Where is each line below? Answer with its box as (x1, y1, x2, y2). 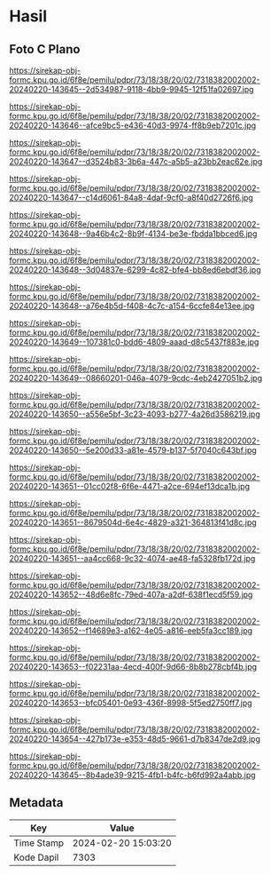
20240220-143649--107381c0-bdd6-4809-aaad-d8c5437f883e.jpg (9, 337, 259, 347)
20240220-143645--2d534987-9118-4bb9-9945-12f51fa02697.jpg (9, 84, 254, 94)
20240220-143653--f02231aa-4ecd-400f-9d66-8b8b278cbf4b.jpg (9, 662, 258, 672)
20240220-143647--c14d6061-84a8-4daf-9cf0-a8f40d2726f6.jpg (9, 193, 254, 203)
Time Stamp (13, 837, 65, 849)
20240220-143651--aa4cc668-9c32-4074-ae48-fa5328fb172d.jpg (9, 553, 256, 563)
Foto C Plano (9, 42, 81, 57)
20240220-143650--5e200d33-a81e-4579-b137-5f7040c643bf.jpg (9, 445, 257, 455)
